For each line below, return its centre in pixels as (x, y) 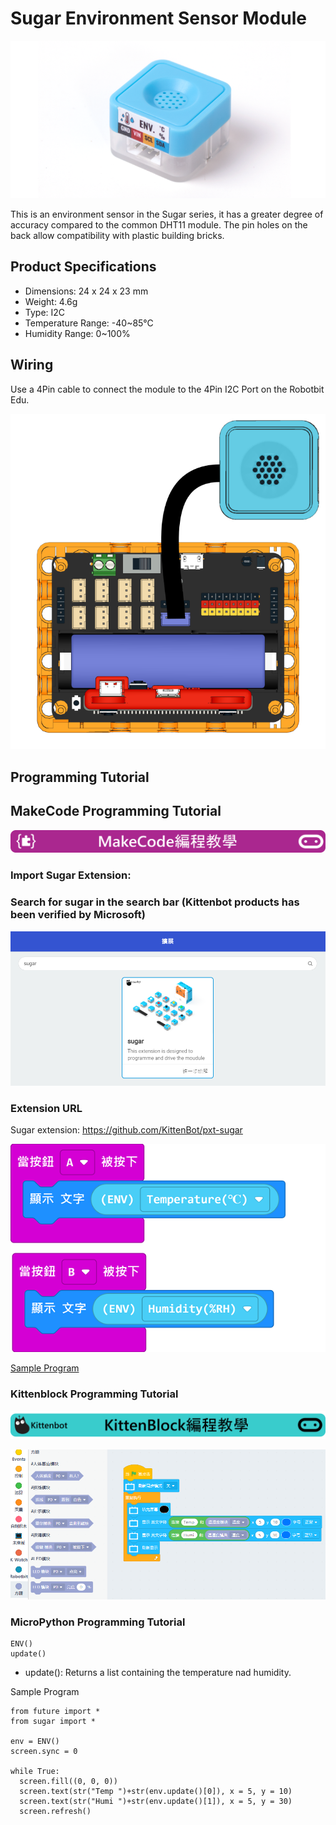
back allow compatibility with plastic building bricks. (117, 235)
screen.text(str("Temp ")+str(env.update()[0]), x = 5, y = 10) (156, 1791)
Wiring (32, 365)
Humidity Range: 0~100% (77, 333)
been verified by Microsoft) (78, 915)
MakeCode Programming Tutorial (116, 811)
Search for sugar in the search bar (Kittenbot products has (155, 902)
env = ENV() (35, 1741)
